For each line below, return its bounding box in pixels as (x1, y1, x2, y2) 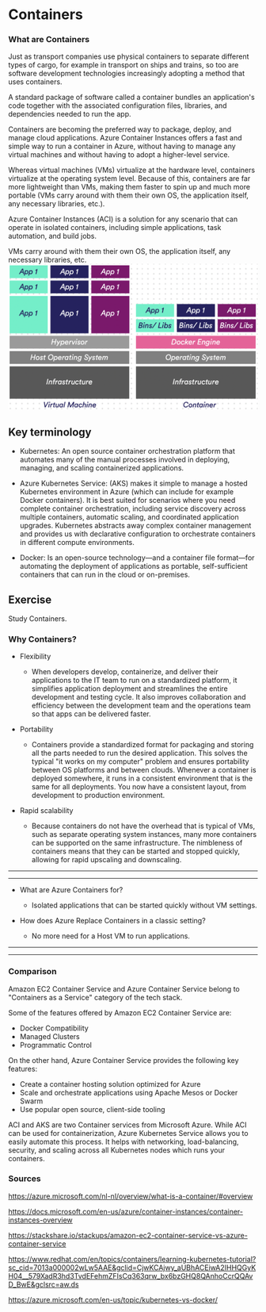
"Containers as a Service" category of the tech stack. (8, 992, 183, 1002)
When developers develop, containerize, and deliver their (31, 667, 219, 677)
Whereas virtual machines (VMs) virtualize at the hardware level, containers (8, 165, 256, 175)
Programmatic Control (19, 1040, 93, 1049)
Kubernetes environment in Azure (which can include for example (19, 487, 234, 497)
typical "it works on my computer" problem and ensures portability (31, 757, 249, 766)
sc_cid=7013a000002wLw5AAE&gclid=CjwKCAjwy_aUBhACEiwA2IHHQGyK (8, 1263, 256, 1272)
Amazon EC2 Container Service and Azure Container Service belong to (8, 984, 240, 993)
